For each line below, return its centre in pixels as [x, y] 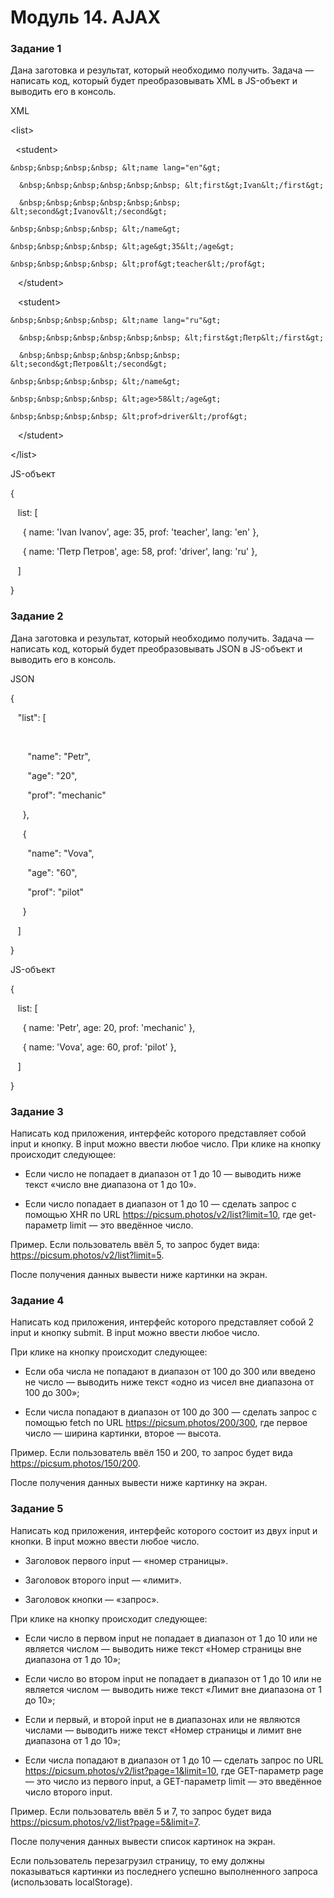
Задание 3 [37, 1111]
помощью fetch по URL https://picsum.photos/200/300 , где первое [166, 1423]
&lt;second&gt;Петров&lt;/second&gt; [89, 364]
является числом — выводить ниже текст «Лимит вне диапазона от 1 [173, 1689]
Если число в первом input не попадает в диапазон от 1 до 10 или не [171, 1638]
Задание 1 [36, 49]
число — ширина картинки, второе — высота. [123, 1433]
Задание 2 [37, 616]
